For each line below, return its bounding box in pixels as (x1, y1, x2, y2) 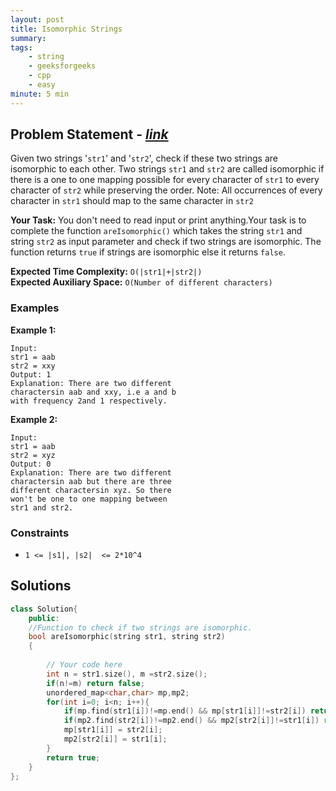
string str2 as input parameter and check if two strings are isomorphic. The (10, 236, 322, 248)
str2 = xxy (10, 361, 56, 371)
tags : (10, 42, 33, 53)
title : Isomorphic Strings (10, 24, 123, 34)
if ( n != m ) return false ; (46, 678, 145, 688)
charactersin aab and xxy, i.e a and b (10, 387, 177, 397)
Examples (10, 301, 60, 315)
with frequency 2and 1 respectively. (10, 396, 168, 406)
